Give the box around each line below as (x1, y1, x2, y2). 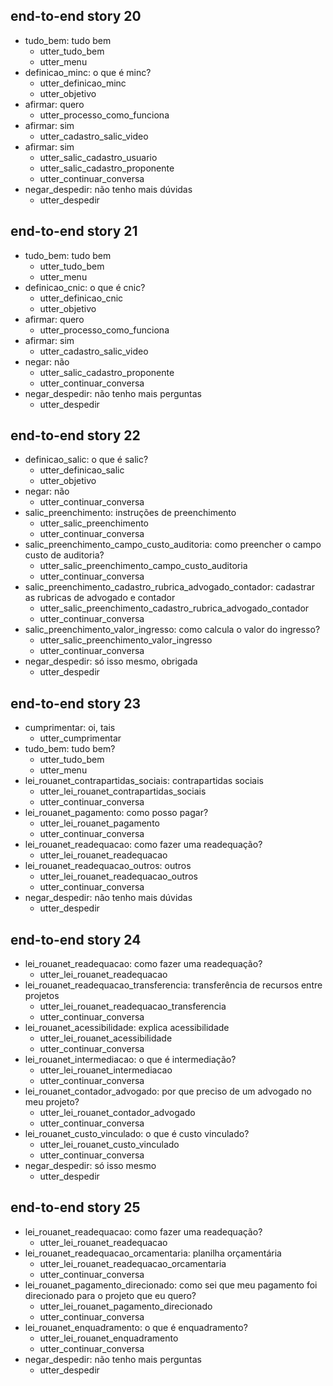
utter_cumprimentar (39, 732, 122, 744)
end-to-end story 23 (10, 695, 142, 712)
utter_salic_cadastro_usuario (39, 151, 158, 163)
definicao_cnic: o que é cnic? (24, 281, 146, 293)
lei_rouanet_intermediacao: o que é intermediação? (24, 1054, 237, 1066)
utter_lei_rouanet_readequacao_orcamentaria (39, 1257, 227, 1269)
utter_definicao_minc (39, 77, 127, 89)
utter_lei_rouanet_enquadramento (39, 1332, 179, 1344)
